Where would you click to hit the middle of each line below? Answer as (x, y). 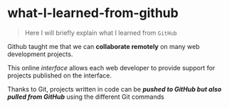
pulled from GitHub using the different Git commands (86, 97)
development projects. (40, 54)
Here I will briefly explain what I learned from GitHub (101, 33)
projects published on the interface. (60, 75)
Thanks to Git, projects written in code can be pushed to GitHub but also (114, 89)
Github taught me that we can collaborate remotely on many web (104, 46)
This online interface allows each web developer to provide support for (111, 67)
